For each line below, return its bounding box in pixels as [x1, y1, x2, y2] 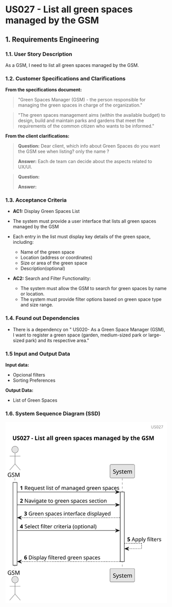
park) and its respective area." [25, 337, 89, 343]
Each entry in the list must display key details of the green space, [12, 234, 151, 240]
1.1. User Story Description [5, 50, 73, 58]
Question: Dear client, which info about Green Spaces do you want [17, 143, 160, 149]
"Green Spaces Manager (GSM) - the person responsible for [17, 97, 146, 103]
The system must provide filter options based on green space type [20, 296, 162, 302]
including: [12, 239, 34, 245]
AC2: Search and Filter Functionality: [12, 275, 91, 281]
